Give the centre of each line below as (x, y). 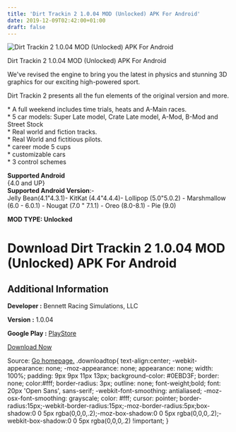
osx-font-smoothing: (37, 398)
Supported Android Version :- (51, 191)
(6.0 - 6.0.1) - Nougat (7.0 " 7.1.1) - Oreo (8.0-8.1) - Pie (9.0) (92, 206)
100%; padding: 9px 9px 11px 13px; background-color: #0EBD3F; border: (113, 376)
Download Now (30, 347)
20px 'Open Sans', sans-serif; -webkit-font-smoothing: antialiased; (105, 391)
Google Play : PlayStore (42, 334)
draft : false (26, 27)
